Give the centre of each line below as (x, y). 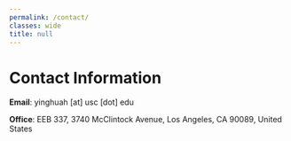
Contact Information (86, 78)
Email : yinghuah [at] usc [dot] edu (72, 102)
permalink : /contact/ (49, 17)
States (21, 129)
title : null (31, 34)
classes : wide (35, 26)
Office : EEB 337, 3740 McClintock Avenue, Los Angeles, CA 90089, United (145, 120)
